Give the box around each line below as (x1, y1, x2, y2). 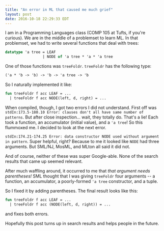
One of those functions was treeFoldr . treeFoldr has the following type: (5, 63, 152, 69)
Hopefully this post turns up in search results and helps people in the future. (5, 220, 160, 226)
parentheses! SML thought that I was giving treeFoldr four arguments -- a (5, 173, 156, 179)
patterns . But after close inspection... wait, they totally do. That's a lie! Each (5, 114, 159, 120)
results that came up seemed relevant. (5, 158, 83, 164)
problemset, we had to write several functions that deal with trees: (5, 40, 139, 46)
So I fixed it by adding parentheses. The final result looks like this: (5, 188, 138, 194)
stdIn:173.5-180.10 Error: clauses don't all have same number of (5, 110, 144, 115)
